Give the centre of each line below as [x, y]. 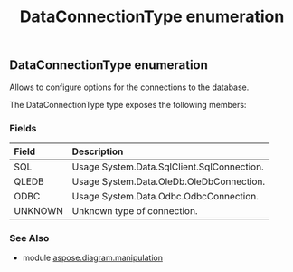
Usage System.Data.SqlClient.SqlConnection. [168, 167]
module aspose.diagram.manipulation [92, 258]
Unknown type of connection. [135, 210]
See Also [29, 238]
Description [98, 151]
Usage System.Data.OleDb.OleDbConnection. [169, 181]
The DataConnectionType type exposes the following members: [128, 104]
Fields [23, 128]
